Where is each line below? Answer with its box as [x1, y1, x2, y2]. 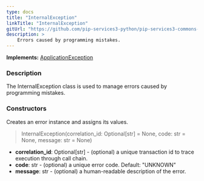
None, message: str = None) [21, 136, 92, 143]
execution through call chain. [15, 154, 88, 162]
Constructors [6, 104, 47, 113]
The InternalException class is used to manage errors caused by [6, 83, 168, 90]
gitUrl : [6, 26, 26, 32]
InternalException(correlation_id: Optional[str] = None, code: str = [21, 130, 186, 137]
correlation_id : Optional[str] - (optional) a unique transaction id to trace [15, 148, 194, 155]
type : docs [6, 9, 34, 15]
